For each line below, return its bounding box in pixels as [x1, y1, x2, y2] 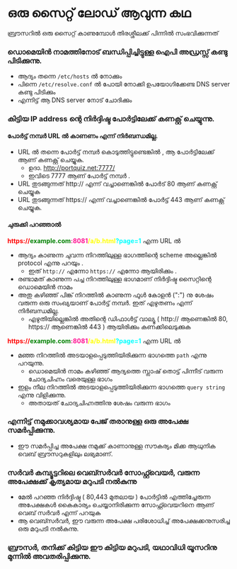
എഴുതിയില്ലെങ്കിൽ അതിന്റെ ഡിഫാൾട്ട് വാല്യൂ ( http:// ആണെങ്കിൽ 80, [28, 314, 229, 323]
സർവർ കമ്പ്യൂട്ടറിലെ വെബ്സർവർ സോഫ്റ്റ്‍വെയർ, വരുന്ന [7, 468, 200, 478]
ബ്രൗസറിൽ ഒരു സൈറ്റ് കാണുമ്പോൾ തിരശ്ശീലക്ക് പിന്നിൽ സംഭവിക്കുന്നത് [7, 28, 219, 37]
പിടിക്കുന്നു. [7, 55, 42, 65]
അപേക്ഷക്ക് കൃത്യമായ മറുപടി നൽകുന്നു [7, 476, 137, 486]
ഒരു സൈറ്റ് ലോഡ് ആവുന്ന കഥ [7, 5, 191, 21]
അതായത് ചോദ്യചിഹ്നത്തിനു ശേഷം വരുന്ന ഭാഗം [28, 398, 171, 407]
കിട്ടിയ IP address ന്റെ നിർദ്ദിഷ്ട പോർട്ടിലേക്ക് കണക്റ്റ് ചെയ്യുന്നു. [7, 114, 215, 124]
